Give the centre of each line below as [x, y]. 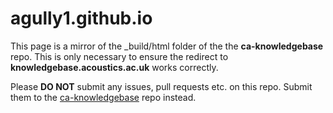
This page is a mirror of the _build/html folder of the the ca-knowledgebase [167, 46]
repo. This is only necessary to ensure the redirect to [119, 56]
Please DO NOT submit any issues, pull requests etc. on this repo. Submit [161, 86]
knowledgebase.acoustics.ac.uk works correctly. [114, 67]
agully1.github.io [81, 18]
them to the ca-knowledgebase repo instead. [103, 97]
